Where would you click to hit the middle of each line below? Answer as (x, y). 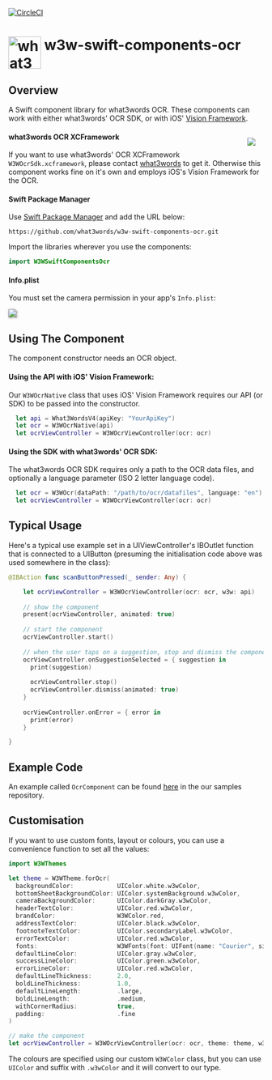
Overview (34, 90)
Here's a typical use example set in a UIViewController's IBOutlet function (131, 545)
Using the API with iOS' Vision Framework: (81, 376)
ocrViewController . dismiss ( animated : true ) (104, 690)
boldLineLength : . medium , (81, 999)
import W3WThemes (38, 863)
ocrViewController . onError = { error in (92, 712)
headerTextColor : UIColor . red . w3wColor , (105, 908)
